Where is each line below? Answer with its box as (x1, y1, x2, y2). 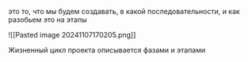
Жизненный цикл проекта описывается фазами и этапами (8, 46, 206, 54)
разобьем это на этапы (8, 15, 87, 24)
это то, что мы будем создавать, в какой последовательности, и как (8, 7, 240, 16)
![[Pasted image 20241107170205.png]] (8, 31, 136, 39)
